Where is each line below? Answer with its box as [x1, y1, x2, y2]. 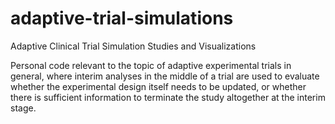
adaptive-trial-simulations [10, 7, 234, 30]
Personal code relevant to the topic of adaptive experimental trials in [10, 59, 292, 71]
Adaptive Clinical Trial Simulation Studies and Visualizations [10, 40, 257, 52]
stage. [10, 102, 37, 114]
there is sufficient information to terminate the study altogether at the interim [10, 91, 326, 103]
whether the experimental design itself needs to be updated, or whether [10, 80, 307, 92]
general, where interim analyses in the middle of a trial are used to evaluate [10, 70, 320, 82]
